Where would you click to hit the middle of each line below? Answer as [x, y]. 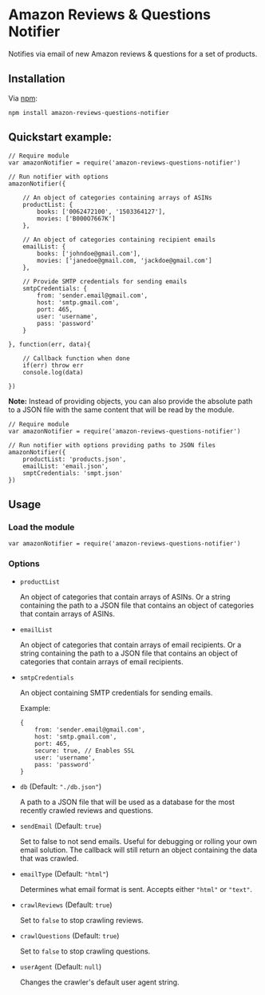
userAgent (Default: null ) [61, 966]
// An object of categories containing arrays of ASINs [118, 197]
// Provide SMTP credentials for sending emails [105, 281]
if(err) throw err [53, 365]
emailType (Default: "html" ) [64, 874]
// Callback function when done [76, 358]
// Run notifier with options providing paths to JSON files [112, 445]
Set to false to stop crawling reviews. [81, 920]
